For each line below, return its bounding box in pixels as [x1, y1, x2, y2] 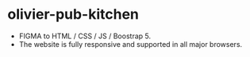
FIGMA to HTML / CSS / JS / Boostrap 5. [18, 31, 152, 41]
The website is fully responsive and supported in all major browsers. [18, 39, 243, 48]
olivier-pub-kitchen [7, 5, 140, 23]
